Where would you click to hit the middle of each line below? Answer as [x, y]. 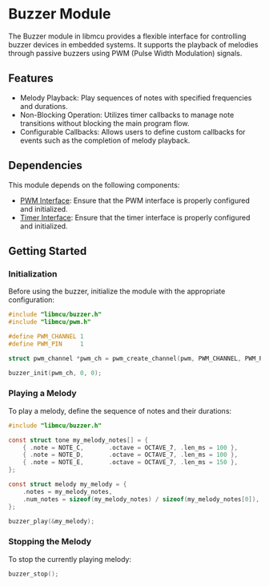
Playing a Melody [43, 394]
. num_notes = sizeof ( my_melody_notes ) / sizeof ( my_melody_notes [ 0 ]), [141, 499]
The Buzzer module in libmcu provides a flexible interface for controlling [127, 36]
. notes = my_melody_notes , [68, 491]
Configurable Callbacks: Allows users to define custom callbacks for [132, 131]
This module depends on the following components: [94, 184]
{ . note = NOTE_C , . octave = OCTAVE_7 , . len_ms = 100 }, [130, 447]
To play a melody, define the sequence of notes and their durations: [120, 410]
